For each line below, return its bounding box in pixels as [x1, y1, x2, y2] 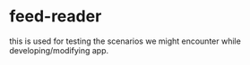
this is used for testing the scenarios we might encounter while [9, 36, 242, 46]
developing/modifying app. [9, 45, 109, 55]
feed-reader [9, 6, 102, 27]
